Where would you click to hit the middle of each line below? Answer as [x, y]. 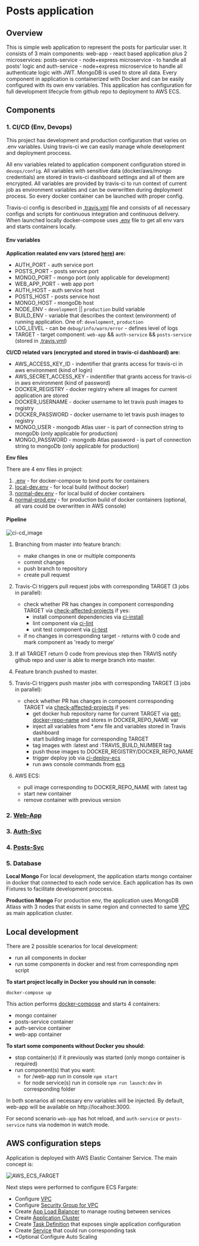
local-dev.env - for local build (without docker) [72, 487]
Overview [25, 33]
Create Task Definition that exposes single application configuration [98, 1224]
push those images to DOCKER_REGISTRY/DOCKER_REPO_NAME [113, 752]
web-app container [38, 1034]
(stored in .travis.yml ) [41, 341]
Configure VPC [33, 1198]
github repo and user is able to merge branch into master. [85, 660]
